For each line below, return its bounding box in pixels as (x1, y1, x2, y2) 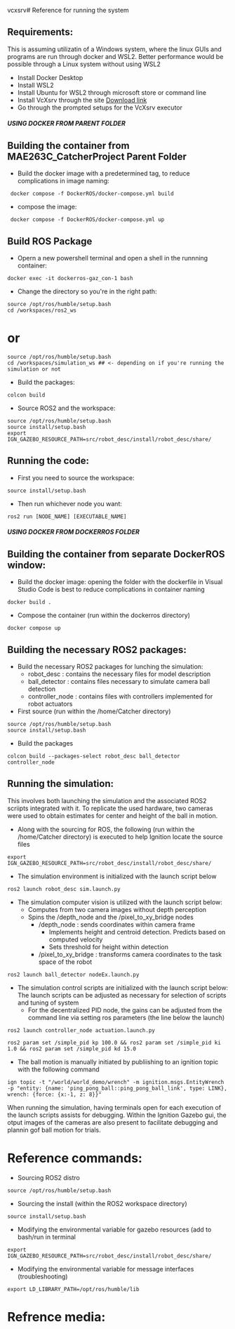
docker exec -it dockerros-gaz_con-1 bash (7, 275, 133, 282)
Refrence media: (7, 1309, 106, 1325)
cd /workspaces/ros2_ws (7, 307, 77, 315)
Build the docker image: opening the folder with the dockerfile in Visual (17, 578, 223, 586)
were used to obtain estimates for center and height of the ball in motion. (7, 811, 218, 820)
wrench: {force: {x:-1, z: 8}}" (7, 1091, 102, 1098)
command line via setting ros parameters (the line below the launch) (27, 1013, 225, 1021)
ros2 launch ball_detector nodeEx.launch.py (7, 971, 140, 978)
